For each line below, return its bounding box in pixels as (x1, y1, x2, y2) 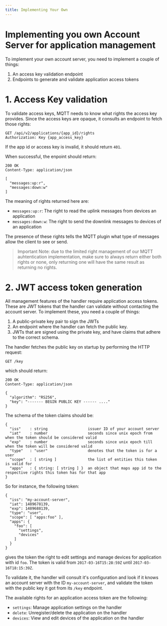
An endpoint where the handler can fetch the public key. (12, 324, 128, 330)
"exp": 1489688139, (9, 506, 50, 511)
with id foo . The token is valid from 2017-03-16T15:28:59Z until (5, 560, 132, 566)
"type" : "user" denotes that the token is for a (9, 448, 157, 454)
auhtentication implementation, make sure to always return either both (17, 253, 162, 260)
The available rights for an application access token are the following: (5, 595, 148, 601)
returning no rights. (17, 264, 57, 270)
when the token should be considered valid (5, 435, 97, 440)
